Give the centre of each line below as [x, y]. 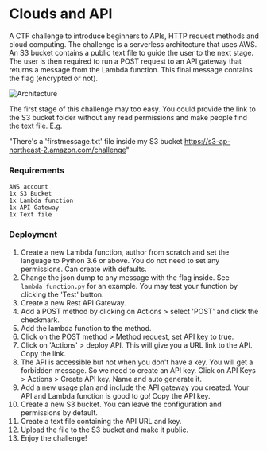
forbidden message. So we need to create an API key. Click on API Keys [138, 370]
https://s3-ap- [207, 141]
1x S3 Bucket [31, 194]
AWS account [29, 187]
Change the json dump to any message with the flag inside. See [125, 277]
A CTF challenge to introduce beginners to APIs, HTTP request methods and [134, 36]
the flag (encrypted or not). [54, 78]
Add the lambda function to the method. [86, 328]
